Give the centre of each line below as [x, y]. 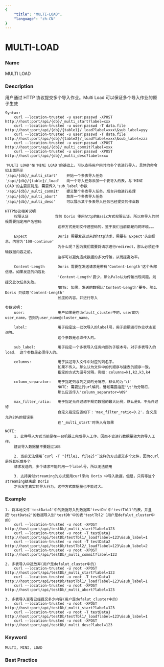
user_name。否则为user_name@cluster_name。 [48, 318]
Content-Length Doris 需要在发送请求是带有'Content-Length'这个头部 [85, 267]
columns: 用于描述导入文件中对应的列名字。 [65, 362]
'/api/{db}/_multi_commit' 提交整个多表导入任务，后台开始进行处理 [70, 192]
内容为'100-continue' [33, 242]
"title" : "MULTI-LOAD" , [38, 14]
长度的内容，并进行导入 [78, 298]
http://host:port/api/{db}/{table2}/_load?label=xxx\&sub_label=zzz [76, 139]
